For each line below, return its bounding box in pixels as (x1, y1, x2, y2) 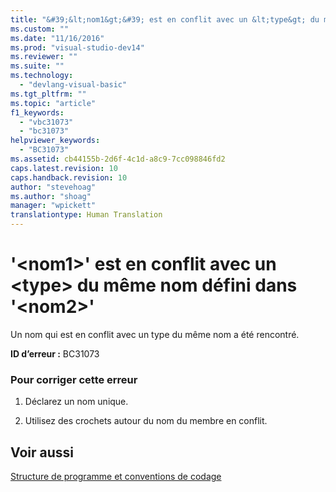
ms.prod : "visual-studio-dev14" (10, 42, 145, 53)
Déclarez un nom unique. (24, 396, 129, 408)
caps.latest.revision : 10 (10, 163, 118, 173)
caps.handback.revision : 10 (10, 172, 128, 183)
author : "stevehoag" (10, 182, 97, 192)
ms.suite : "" (10, 61, 65, 71)
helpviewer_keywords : (10, 136, 101, 146)
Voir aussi (10, 444, 74, 461)
